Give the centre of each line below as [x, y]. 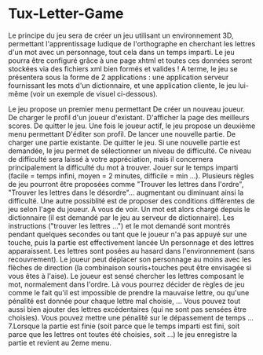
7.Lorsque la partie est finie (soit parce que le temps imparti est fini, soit [124, 326]
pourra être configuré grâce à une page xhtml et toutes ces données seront [130, 60]
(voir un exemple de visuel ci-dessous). [94, 93]
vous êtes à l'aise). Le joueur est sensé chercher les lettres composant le [126, 276]
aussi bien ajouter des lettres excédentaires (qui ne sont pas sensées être [128, 309]
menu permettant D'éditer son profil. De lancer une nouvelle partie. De [122, 134]
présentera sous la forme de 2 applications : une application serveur [119, 77]
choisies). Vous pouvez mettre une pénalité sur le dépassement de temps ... [131, 317]
